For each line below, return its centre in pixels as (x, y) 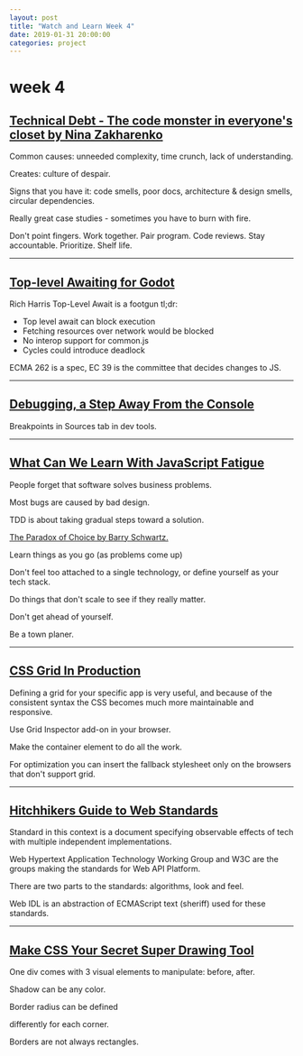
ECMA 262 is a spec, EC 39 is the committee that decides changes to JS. (145, 368)
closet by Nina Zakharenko (87, 135)
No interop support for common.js (85, 341)
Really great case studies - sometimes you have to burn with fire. (130, 218)
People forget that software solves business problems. (110, 484)
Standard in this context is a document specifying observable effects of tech (151, 832)
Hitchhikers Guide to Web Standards (114, 810)
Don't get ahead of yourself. (61, 616)
